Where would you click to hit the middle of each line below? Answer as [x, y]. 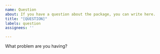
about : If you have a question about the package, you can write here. [80, 14]
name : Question [21, 10]
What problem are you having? [36, 46]
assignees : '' [20, 28]
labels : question [23, 23]
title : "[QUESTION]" [26, 19]
